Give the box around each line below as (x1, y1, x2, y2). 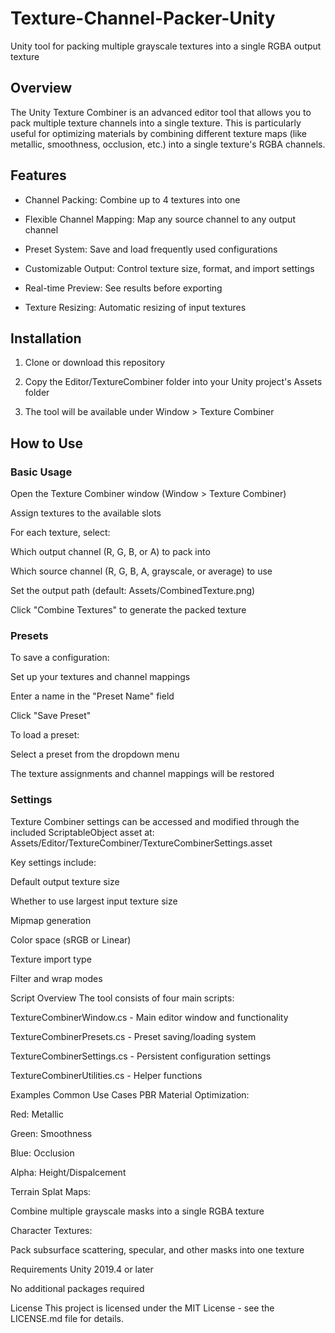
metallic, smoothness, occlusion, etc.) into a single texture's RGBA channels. (10, 138, 326, 150)
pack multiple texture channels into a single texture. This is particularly (10, 117, 302, 129)
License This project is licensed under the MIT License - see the (10, 1302, 275, 1314)
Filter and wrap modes (10, 972, 103, 984)
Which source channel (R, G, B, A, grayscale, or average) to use (10, 565, 273, 577)
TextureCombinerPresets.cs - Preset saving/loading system (10, 1030, 257, 1042)
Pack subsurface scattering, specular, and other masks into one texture (10, 1243, 305, 1256)
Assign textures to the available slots (10, 507, 162, 519)
